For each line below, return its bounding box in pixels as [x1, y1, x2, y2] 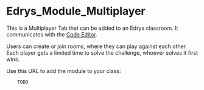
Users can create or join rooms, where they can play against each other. [6, 43, 188, 50]
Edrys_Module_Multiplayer [6, 4, 146, 18]
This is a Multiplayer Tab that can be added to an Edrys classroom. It [6, 24, 178, 32]
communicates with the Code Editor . [6, 30, 97, 38]
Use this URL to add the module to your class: [6, 67, 121, 74]
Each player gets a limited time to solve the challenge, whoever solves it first [6, 49, 199, 56]
